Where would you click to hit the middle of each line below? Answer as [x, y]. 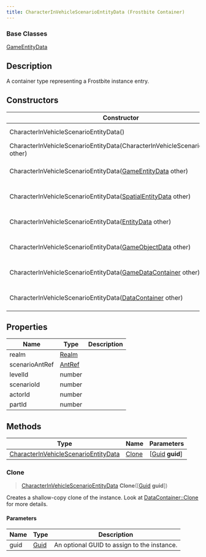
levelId [19, 375]
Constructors [32, 100]
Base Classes [27, 33]
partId [18, 405]
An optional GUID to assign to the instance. [116, 545]
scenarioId [25, 384]
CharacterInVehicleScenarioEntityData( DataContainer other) [96, 297]
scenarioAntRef [32, 365]
